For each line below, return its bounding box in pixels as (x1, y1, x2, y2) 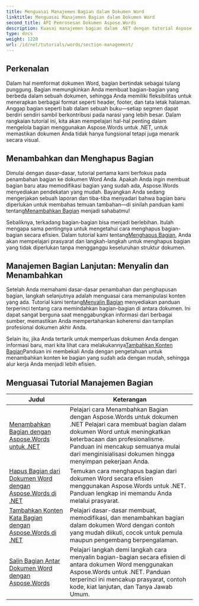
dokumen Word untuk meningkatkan (70, 428, 171, 436)
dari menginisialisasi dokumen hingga (70, 450, 175, 458)
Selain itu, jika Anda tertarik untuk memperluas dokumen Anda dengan (6, 335, 179, 342)
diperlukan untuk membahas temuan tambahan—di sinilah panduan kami (6, 201, 184, 208)
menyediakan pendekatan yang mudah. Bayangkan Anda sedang (6, 188, 165, 195)
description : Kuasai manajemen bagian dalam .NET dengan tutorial (6, 25, 174, 31)
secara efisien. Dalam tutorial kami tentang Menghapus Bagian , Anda (24, 231, 191, 238)
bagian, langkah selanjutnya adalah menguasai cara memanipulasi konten (6, 292, 186, 300)
